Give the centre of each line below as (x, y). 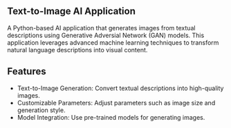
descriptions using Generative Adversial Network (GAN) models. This (106, 35)
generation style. (41, 110)
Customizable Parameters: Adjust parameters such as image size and (116, 103)
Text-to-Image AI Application (72, 11)
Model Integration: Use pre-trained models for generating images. (111, 117)
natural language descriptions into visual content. (77, 50)
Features (27, 72)
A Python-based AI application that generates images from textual (101, 28)
